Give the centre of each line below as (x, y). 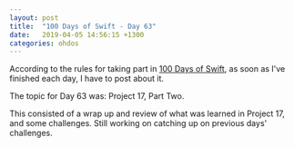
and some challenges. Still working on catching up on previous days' (138, 123)
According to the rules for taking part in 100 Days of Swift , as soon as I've (147, 69)
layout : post (34, 18)
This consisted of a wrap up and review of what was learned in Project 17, (147, 113)
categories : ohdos (44, 43)
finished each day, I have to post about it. (87, 79)
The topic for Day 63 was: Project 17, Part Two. (97, 96)
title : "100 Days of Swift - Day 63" (83, 26)
